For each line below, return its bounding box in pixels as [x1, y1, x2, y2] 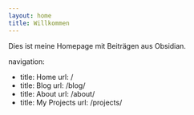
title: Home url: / [19, 72, 74, 81]
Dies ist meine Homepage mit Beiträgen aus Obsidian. [8, 41, 187, 50]
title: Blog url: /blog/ [19, 81, 86, 90]
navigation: [8, 57, 46, 66]
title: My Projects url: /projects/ [19, 97, 123, 107]
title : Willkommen [8, 19, 70, 27]
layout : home [8, 11, 52, 20]
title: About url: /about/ [19, 89, 95, 98]
